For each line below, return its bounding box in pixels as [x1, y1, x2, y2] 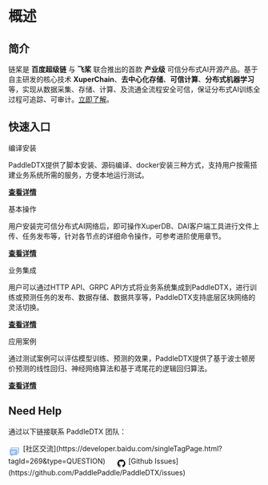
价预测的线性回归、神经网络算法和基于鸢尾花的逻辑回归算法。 [8, 363, 212, 373]
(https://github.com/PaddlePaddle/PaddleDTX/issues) [8, 467, 186, 477]
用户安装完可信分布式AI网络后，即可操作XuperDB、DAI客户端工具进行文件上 [8, 221, 260, 231]
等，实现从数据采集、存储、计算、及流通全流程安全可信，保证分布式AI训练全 [8, 85, 261, 94]
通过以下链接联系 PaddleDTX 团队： [8, 426, 126, 436]
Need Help [8, 404, 62, 418]
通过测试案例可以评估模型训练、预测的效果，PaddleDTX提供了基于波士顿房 [8, 354, 256, 363]
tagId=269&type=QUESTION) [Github [8, 456, 154, 466]
